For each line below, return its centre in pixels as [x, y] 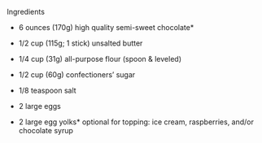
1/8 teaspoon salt [48, 90]
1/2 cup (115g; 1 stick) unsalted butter [81, 43]
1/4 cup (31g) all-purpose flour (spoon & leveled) [100, 59]
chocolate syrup [46, 130]
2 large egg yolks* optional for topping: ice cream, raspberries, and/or [136, 122]
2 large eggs [39, 106]
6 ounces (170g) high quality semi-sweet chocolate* [106, 27]
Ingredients [26, 12]
